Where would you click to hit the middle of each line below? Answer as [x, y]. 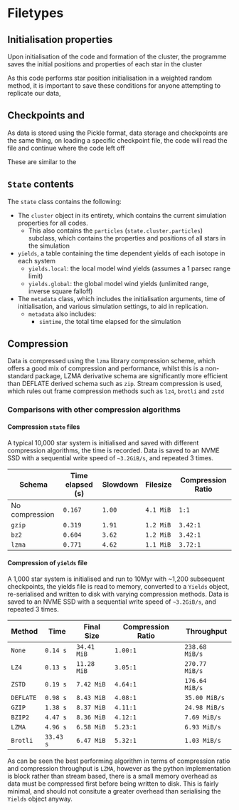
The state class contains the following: [65, 201]
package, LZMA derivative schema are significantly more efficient [131, 376]
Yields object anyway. [40, 799]
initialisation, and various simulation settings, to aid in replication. [113, 306]
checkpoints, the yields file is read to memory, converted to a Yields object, [118, 586]
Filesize [159, 485]
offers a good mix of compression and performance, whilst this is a [106, 368]
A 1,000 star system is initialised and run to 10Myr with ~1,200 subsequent [116, 579]
